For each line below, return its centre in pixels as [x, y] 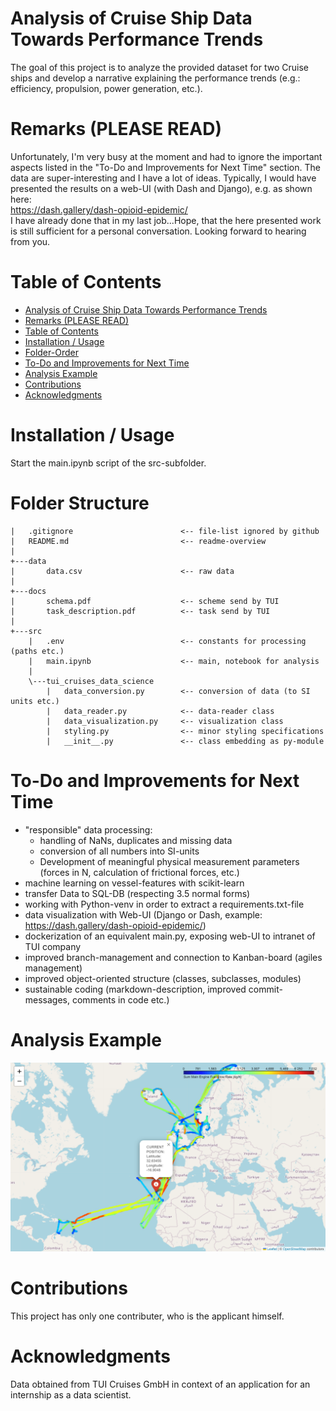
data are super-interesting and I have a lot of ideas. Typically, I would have [163, 178]
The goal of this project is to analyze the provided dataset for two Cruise [159, 67]
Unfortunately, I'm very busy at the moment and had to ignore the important [166, 156]
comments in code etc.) [120, 999]
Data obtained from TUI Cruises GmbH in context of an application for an [160, 1384]
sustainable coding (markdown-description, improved [135, 989]
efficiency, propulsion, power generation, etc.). [106, 88]
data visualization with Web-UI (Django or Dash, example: [143, 914]
